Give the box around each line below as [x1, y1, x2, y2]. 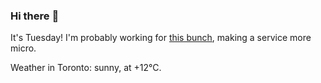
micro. [10, 42, 37, 54]
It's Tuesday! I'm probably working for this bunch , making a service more [10, 32, 312, 44]
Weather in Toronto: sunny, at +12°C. [10, 62, 162, 74]
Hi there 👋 [10, 9, 60, 23]
